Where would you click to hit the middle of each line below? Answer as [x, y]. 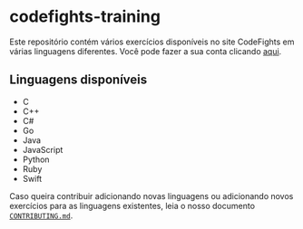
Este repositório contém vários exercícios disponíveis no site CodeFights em [152, 42]
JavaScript [43, 149]
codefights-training [85, 17]
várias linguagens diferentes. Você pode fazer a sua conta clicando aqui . [146, 51]
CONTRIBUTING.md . [41, 215]
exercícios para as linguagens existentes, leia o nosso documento [132, 205]
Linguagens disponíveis [78, 80]
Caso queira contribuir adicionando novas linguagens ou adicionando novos [151, 196]
